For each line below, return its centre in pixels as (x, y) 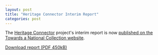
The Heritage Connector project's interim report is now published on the (79, 33)
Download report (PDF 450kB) (36, 48)
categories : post (23, 19)
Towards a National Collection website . (45, 38)
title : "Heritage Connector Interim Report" (52, 14)
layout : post (19, 10)
